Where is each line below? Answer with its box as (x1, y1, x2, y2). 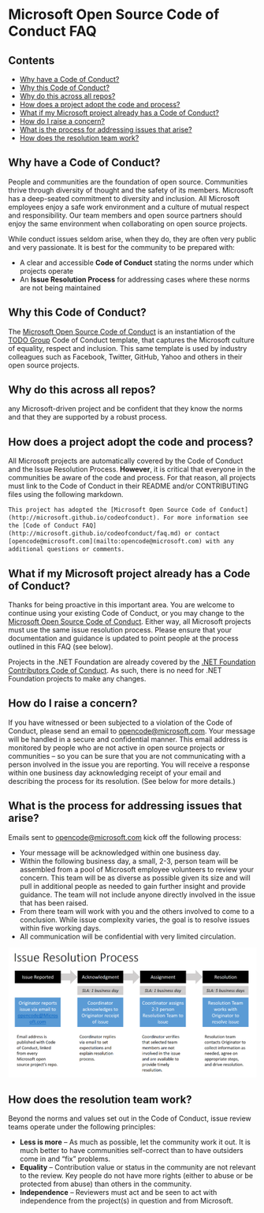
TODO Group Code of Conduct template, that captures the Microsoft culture (8, 335, 255, 345)
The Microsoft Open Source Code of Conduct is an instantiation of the (8, 327, 236, 336)
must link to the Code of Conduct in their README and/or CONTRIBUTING (8, 481, 249, 491)
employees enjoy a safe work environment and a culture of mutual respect (8, 202, 250, 211)
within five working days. (19, 923, 101, 932)
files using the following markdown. (8, 490, 124, 499)
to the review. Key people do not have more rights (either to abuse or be (19, 1171, 254, 1181)
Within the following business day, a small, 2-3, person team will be (19, 856, 239, 865)
